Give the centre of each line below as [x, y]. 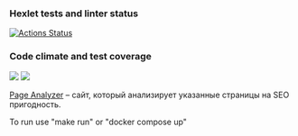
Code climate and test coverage [80, 57]
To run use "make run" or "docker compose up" [98, 122]
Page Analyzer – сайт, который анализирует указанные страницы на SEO [149, 95]
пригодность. [35, 104]
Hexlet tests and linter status [74, 14]
